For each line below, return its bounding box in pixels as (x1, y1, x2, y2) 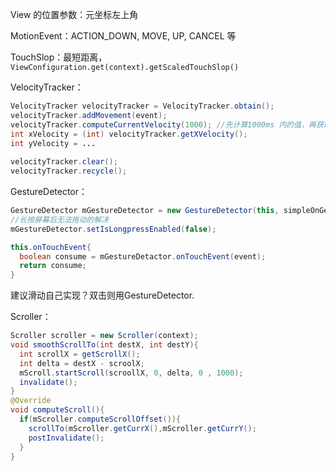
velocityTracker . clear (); (10, 157, 118, 167)
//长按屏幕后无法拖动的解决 (10, 214, 110, 225)
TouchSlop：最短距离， (10, 51, 108, 63)
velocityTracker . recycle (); (10, 166, 128, 177)
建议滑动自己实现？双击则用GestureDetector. (10, 289, 195, 302)
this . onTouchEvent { (10, 242, 92, 252)
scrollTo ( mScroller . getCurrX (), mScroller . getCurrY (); (28, 423, 257, 433)
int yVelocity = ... (10, 138, 97, 148)
